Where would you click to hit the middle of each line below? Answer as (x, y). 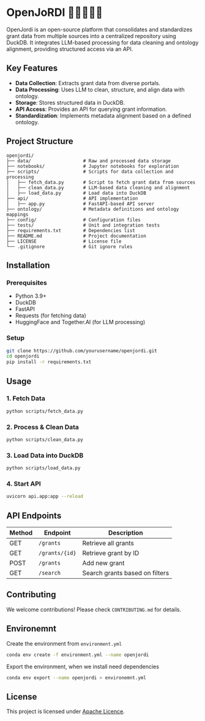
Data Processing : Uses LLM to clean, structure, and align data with (100, 89)
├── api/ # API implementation (72, 198)
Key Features (32, 68)
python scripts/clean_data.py (45, 440)
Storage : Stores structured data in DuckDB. (70, 102)
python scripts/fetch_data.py (45, 411)
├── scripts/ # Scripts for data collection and (90, 172)
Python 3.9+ (31, 296)
